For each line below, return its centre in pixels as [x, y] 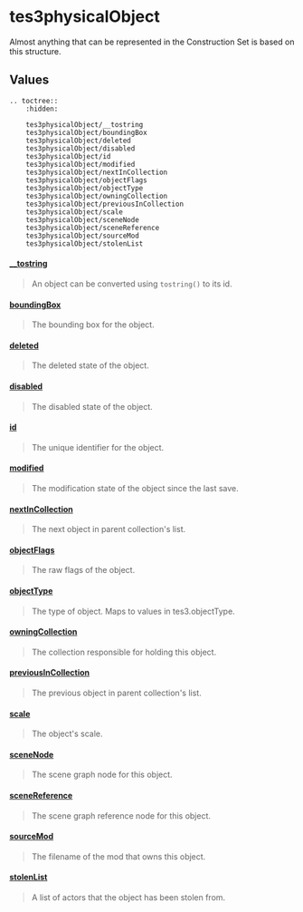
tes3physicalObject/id [68, 156]
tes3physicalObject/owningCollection [97, 196]
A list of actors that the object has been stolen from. [128, 897]
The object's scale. [67, 734]
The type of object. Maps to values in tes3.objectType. [133, 611]
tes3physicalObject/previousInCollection [104, 204]
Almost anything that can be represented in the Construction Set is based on [152, 42]
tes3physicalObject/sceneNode [83, 219]
